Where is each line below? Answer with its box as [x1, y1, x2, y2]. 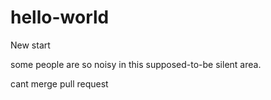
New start [10, 39, 51, 51]
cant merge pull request [10, 77, 109, 90]
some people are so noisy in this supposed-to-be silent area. [10, 58, 262, 70]
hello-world [10, 6, 110, 29]
